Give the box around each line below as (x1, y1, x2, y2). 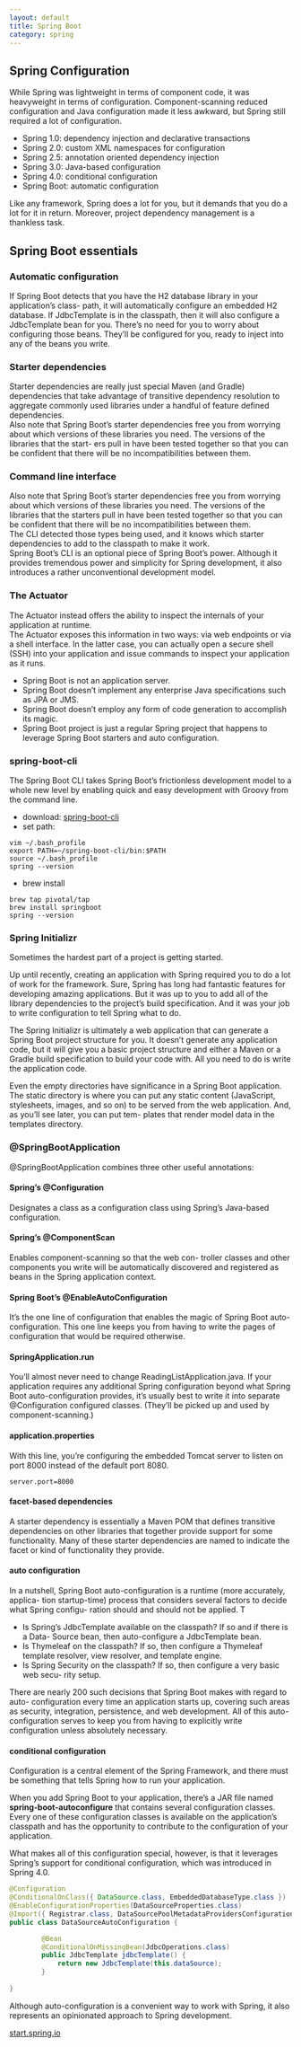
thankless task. (9, 217, 65, 228)
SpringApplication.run (9, 1351, 95, 1362)
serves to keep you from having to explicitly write (60, 1716, 243, 1726)
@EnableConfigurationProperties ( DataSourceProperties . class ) (9, 1901, 243, 1910)
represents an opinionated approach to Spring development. (9, 2009, 232, 2021)
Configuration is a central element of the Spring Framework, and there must (9, 1766, 288, 1777)
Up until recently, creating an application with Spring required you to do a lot (9, 969, 291, 980)
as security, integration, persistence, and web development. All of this (9, 1706, 267, 1716)
